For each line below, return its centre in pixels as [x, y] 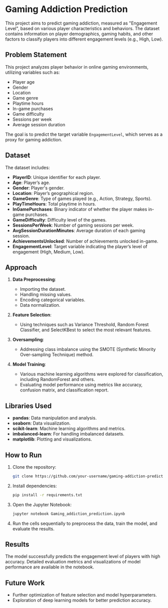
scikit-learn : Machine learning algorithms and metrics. [69, 429]
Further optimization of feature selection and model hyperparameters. [85, 595]
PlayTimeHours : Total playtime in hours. [54, 204]
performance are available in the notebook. [50, 567]
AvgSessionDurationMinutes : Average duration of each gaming [79, 230]
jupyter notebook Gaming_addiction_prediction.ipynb [69, 514]
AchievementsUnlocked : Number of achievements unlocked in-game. [86, 241]
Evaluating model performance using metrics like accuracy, [81, 385]
